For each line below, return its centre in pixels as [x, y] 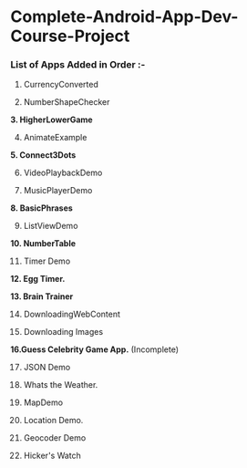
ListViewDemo [51, 226]
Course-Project [70, 36]
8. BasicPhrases [42, 208]
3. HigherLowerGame [52, 120]
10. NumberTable [43, 244]
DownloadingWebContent [72, 314]
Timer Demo [47, 261]
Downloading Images [63, 332]
